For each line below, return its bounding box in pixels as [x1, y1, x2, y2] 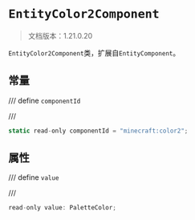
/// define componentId [8, 96, 81, 105]
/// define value [8, 173, 59, 182]
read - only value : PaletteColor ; [8, 204, 116, 212]
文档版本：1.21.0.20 [27, 31, 93, 40]
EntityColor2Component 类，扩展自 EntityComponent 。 [8, 47, 181, 58]
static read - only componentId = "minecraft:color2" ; [8, 127, 189, 135]
